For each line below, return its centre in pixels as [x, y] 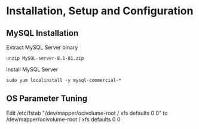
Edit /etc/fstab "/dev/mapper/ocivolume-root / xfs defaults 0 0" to [87, 113]
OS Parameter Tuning [47, 99]
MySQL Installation [42, 33]
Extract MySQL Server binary [42, 47]
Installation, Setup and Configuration [100, 11]
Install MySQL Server [32, 69]
